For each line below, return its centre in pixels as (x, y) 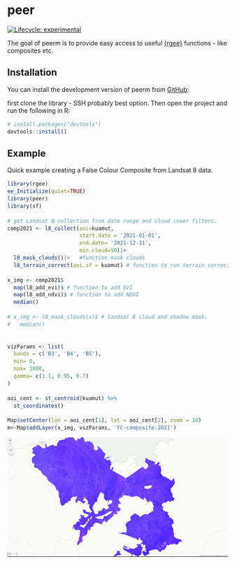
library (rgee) (28, 184)
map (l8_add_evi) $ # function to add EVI (73, 287)
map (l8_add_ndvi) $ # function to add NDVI (76, 295)
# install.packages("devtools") (54, 124)
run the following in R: (39, 110)
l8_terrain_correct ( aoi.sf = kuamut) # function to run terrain (109, 265)
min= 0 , (25, 362)
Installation (32, 73)
